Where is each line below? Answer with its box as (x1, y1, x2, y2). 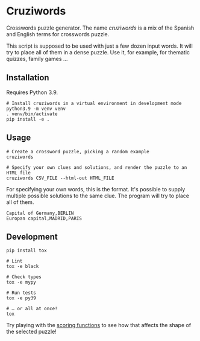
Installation (6, 72, 49, 83)
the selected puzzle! (6, 328, 57, 336)
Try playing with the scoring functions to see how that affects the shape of (6, 322, 192, 329)
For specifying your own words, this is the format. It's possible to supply (6, 185, 186, 193)
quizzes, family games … (6, 55, 68, 62)
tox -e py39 (6, 295, 36, 301)
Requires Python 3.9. (6, 89, 58, 96)
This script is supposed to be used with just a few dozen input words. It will (6, 42, 193, 49)
